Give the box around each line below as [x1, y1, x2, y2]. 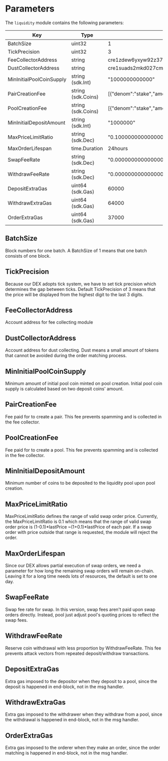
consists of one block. [5, 253, 51, 259]
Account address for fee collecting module [5, 319, 93, 325]
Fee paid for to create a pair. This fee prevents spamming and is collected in [5, 413, 161, 419]
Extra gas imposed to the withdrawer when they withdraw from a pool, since [5, 711, 162, 717]
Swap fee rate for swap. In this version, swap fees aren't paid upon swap [5, 606, 156, 612]
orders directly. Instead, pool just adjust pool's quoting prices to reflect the [5, 611, 159, 618]
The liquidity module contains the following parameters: [5, 20, 124, 26]
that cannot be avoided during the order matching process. [5, 353, 127, 359]
